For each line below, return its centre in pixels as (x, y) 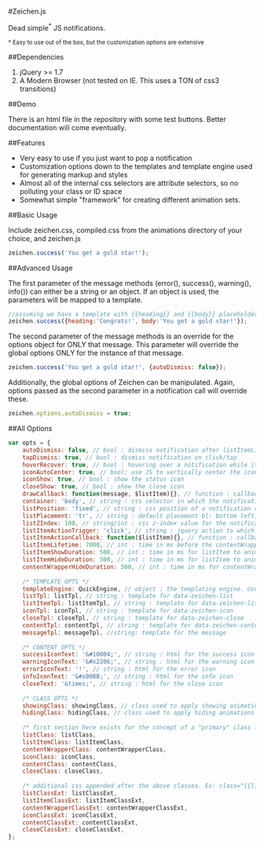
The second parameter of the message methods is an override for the (121, 336)
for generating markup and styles (73, 174)
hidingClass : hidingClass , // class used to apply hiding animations (139, 713)
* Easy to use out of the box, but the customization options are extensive (106, 42)
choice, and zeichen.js (44, 238)
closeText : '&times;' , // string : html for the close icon (123, 684)
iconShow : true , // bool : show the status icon (103, 479)
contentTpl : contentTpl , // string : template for (107, 625)
